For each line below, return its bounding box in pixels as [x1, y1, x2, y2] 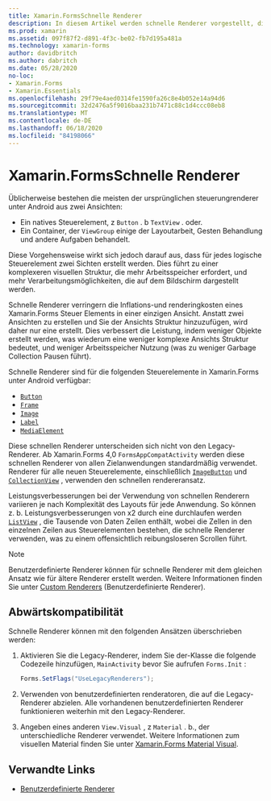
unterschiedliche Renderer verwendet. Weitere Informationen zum [19, 731, 240, 741]
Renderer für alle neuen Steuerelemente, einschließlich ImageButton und [8, 467, 248, 476]
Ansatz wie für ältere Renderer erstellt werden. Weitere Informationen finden [8, 573, 262, 583]
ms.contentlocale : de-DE [8, 117, 92, 125]
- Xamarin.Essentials [8, 86, 81, 95]
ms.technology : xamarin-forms [8, 42, 110, 50]
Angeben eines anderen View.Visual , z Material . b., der [19, 722, 211, 732]
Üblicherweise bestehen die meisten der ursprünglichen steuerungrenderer [8, 193, 260, 202]
